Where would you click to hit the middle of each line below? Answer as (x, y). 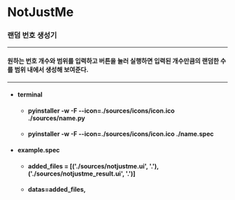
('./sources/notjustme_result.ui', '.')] (81, 173)
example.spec (38, 150)
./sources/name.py (56, 118)
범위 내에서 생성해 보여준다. (51, 70)
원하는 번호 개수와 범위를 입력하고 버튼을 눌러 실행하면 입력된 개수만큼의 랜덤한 (113, 61)
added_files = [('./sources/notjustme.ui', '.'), (93, 166)
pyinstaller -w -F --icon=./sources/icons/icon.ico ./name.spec (121, 134)
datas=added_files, (57, 190)
